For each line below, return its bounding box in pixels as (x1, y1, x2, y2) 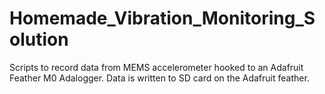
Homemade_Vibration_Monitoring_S (9, 7, 316, 30)
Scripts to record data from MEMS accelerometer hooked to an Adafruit (9, 61, 304, 73)
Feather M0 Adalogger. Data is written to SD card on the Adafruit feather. (9, 72, 310, 84)
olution (9, 28, 69, 51)
